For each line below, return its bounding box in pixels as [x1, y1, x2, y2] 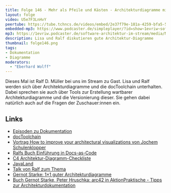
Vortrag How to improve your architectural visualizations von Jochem [12, 139, 158, 145]
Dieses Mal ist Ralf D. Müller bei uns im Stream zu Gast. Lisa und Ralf [5, 78, 150, 85]
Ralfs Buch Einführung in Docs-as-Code [12, 150, 97, 156]
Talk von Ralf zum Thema [12, 166, 66, 172]
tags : [5, 45, 17, 50]
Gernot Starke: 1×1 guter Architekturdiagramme [12, 171, 112, 177]
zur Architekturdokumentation [12, 182, 76, 188]
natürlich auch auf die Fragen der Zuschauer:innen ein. [5, 100, 121, 106]
